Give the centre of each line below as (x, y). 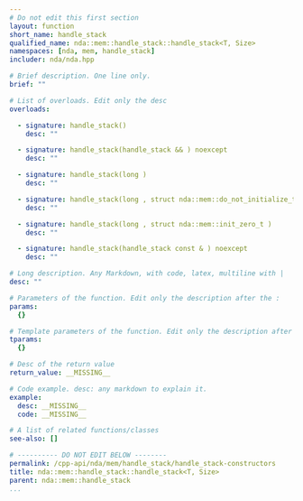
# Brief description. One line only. (80, 76)
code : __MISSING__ (52, 414)
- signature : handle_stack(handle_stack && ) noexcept (123, 150)
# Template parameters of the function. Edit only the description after (151, 331)
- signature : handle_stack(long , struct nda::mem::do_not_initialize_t (157, 199)
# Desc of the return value (62, 365)
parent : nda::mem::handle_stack (70, 480)
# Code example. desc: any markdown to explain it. (108, 389)
